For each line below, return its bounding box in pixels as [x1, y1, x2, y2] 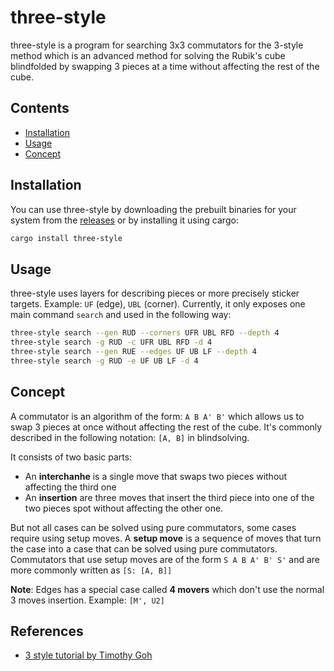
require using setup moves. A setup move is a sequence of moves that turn [10, 532, 322, 544]
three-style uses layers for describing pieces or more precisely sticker [10, 287, 300, 300]
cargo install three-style [10, 233, 123, 243]
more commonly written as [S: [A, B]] [10, 564, 173, 576]
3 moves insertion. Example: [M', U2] [10, 594, 165, 606]
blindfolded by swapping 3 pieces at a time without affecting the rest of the [10, 60, 320, 72]
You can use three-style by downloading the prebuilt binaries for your [10, 203, 297, 215]
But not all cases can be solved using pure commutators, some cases [10, 521, 297, 533]
